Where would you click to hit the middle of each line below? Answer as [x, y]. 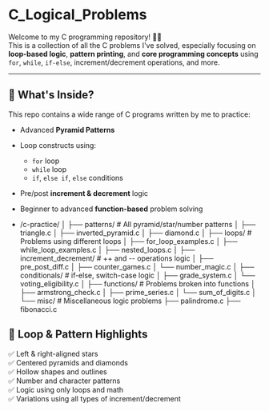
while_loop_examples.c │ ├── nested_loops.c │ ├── [107, 249]
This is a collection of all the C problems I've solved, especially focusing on [132, 45]
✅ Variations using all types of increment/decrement [95, 398]
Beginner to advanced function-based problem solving [111, 209]
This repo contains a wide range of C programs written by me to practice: [129, 114]
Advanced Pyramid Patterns [67, 130]
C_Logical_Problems [78, 15]
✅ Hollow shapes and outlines [58, 371]
